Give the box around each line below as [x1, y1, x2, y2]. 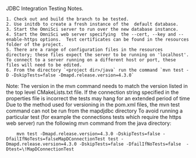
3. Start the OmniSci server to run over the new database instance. [6, 26, 179, 32]
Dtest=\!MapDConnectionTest [6, 146, 75, 152]
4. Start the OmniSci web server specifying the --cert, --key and [6, 31, 176, 37]
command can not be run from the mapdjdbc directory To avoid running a [6, 107, 183, 114]
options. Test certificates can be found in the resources [40, 37, 190, 43]
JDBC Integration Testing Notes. [6, 5, 83, 12]
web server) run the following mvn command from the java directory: [6, 120, 171, 127]
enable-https [6, 37, 38, 43]
